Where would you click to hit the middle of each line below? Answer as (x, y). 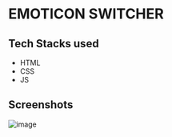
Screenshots (41, 105)
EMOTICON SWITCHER (86, 14)
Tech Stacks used (54, 44)
